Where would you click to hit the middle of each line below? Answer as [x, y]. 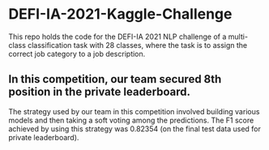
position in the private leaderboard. [100, 92]
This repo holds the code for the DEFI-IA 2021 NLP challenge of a [117, 36]
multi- [238, 36]
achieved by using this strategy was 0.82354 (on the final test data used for [135, 129]
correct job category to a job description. [77, 54]
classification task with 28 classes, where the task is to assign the [137, 45]
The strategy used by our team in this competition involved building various [134, 111]
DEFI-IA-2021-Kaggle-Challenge [120, 14]
